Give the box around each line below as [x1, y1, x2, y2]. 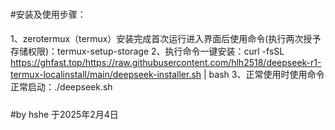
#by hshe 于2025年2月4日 [10, 108, 119, 120]
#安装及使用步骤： [10, 8, 87, 20]
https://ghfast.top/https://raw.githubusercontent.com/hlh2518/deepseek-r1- [10, 57, 322, 69]
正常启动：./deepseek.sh [10, 81, 113, 93]
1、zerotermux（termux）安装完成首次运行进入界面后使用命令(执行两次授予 [10, 33, 322, 45]
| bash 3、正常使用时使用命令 [203, 69, 325, 81]
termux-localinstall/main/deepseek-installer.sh [10, 69, 202, 81]
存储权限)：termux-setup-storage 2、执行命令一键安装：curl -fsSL [10, 45, 285, 58]
